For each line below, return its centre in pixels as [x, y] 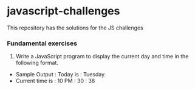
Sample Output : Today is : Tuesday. [61, 75]
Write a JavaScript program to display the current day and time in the [102, 57]
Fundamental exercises [42, 43]
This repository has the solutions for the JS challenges [75, 28]
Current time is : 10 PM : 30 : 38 [55, 81]
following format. [37, 63]
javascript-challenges [63, 11]
